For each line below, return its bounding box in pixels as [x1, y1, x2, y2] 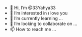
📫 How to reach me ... [9, 26, 56, 32]
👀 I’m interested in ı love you [9, 10, 68, 16]
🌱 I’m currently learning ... [9, 15, 63, 21]
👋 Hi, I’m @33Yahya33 [9, 5, 56, 10]
